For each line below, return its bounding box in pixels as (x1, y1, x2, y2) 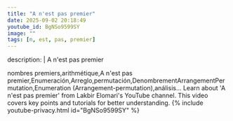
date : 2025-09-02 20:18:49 (7, 17, 86, 24)
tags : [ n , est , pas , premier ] (7, 36, 96, 43)
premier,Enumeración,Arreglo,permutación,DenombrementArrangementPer (7, 76, 225, 85)
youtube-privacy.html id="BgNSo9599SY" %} (7, 106, 140, 115)
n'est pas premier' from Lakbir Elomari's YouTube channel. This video (7, 92, 208, 100)
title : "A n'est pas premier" (7, 10, 96, 17)
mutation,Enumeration (7, 84, 72, 92)
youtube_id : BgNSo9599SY (7, 23, 80, 30)
